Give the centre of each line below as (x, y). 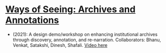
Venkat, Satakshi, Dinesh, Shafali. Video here (60, 45)
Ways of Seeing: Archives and (70, 9)
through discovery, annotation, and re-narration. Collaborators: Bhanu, (87, 40)
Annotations (32, 20)
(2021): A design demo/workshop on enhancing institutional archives (85, 34)
